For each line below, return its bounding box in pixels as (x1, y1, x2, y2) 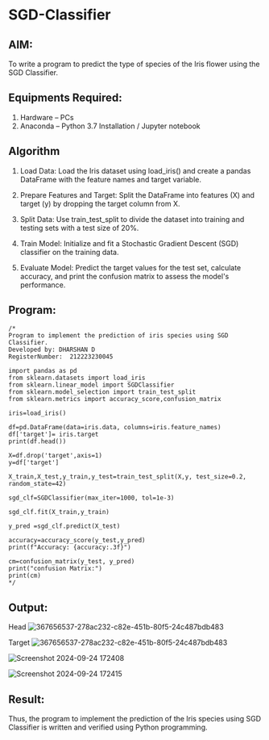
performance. (19, 280, 66, 290)
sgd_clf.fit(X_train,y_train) (8, 508, 110, 516)
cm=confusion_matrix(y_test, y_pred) (8, 558, 135, 566)
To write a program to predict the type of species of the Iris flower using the (8, 59, 260, 69)
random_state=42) (8, 480, 67, 488)
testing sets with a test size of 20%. (19, 223, 139, 232)
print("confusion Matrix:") (8, 565, 103, 573)
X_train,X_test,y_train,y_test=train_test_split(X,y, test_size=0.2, (8, 473, 247, 481)
